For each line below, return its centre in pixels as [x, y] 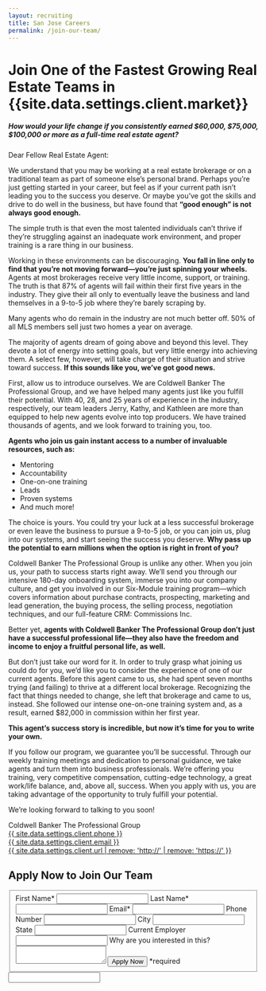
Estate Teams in [62, 86]
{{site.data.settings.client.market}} [128, 104]
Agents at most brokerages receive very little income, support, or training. [129, 277]
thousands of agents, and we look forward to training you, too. [110, 425]
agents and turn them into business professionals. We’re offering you [121, 769]
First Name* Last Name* [102, 899]
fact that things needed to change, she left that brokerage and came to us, [130, 695]
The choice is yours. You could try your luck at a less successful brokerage [131, 522]
